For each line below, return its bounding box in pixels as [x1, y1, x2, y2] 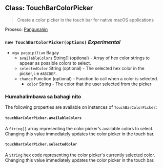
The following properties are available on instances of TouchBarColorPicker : [5, 104, 157, 110]
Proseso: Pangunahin [5, 26, 48, 32]
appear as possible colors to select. [19, 60, 91, 66]
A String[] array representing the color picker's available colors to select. [5, 125, 154, 131]
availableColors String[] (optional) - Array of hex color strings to [19, 55, 150, 61]
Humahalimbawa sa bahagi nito [5, 93, 81, 100]
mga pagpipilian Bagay [12, 50, 60, 56]
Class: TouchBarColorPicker [5, 4, 93, 12]
